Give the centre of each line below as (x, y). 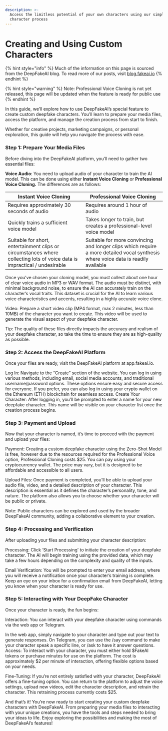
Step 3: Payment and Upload (40, 423)
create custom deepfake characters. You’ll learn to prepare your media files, (84, 114)
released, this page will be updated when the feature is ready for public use (83, 94)
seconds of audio (28, 211)
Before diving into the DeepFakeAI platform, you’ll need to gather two (76, 159)
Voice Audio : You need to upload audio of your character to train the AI (79, 174)
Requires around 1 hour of (116, 205)
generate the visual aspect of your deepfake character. (62, 319)
